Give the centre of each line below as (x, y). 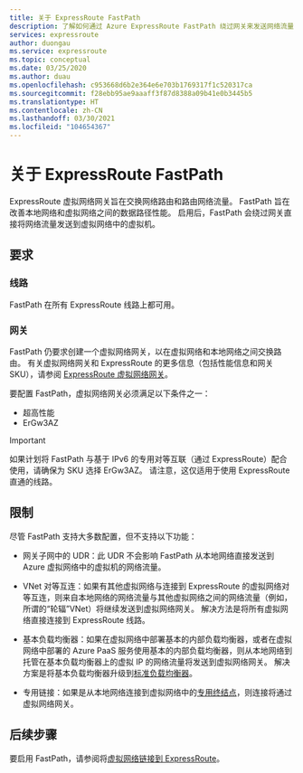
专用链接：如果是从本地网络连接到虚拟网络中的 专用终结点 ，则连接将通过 (157, 692)
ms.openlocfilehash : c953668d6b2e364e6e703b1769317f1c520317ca (131, 85)
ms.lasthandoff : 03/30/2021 (62, 118)
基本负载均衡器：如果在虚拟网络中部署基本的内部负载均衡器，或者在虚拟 (157, 639)
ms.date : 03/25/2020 (48, 69)
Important (28, 440)
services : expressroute (54, 34)
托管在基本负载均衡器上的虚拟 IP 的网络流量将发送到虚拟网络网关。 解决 (156, 662)
